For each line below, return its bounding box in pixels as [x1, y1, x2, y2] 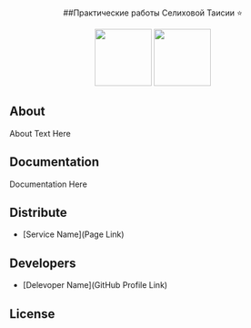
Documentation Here [9, 179, 88, 190]
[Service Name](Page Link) [22, 229, 125, 240]
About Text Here [9, 128, 71, 138]
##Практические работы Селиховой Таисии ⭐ [63, 7, 243, 18]
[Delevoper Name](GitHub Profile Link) [22, 280, 168, 291]
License [9, 306, 55, 322]
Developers [9, 255, 76, 271]
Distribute [9, 205, 67, 220]
